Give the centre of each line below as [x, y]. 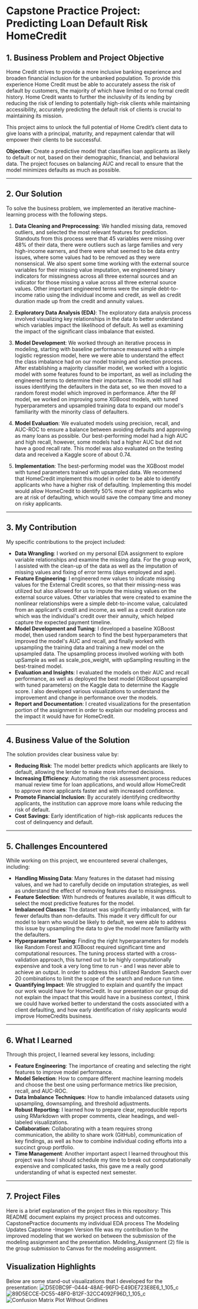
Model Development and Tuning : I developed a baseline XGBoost [95, 628]
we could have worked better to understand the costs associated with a [101, 1003]
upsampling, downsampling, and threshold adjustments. [82, 1104]
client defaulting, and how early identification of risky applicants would [100, 1010]
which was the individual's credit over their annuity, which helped [94, 616]
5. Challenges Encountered [57, 846]
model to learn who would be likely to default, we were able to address [100, 922]
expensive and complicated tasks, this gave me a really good [89, 1166]
